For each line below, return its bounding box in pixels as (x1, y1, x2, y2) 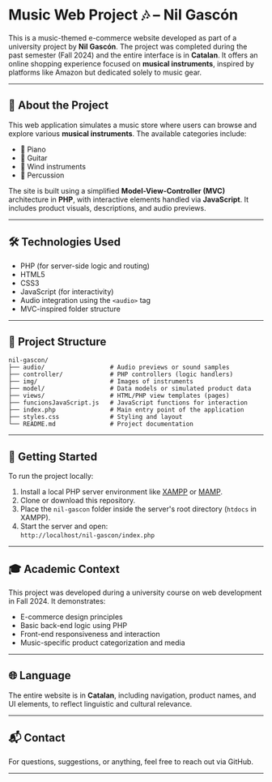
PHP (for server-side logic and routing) (19, 261, 150, 271)
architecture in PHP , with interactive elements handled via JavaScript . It (8, 194, 249, 204)
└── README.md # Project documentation (8, 420, 194, 429)
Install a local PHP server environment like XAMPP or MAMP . (19, 487, 223, 497)
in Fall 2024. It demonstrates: (8, 596, 106, 605)
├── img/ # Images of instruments (8, 378, 194, 386)
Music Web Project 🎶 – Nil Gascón (8, 6, 239, 24)
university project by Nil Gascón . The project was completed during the (8, 41, 248, 51)
